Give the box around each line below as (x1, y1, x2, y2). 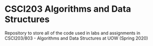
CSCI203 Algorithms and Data (4, 3, 132, 15)
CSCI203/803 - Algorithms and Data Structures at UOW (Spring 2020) (4, 35, 148, 41)
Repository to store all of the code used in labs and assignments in (4, 30, 141, 36)
